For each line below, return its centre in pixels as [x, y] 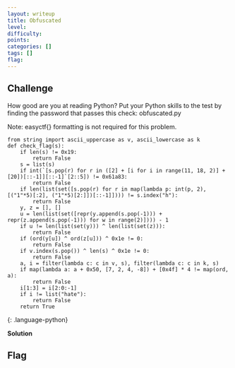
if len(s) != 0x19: [49, 152]
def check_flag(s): [36, 146]
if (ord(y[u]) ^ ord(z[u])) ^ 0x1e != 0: [82, 238]
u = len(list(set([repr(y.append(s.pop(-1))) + [91, 214]
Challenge [30, 89]
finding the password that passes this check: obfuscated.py [94, 113]
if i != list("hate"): [53, 294]
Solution [20, 333]
